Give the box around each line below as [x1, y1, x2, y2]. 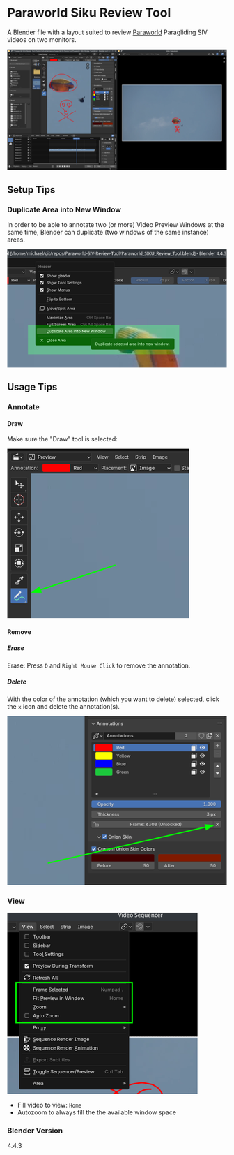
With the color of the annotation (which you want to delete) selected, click [7, 695, 219, 703]
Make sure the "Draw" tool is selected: [7, 435, 118, 443]
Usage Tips [7, 381, 58, 393]
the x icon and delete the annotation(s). [7, 702, 120, 710]
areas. [7, 235, 26, 244]
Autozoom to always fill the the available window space [17, 1108, 176, 1117]
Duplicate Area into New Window [7, 205, 122, 214]
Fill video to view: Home [17, 1101, 82, 1109]
